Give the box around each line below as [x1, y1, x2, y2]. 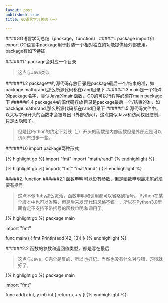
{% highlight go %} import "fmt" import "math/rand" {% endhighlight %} [5, 156, 155, 162]
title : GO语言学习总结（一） [5, 17, 59, 22]
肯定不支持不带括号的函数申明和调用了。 [22, 205, 106, 211]
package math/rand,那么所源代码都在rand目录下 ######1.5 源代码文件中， [5, 105, 161, 111]
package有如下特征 [5, 48, 45, 54]
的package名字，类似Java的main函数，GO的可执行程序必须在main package [5, 93, 162, 99]
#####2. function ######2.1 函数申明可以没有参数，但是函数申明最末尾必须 [5, 176, 163, 182]
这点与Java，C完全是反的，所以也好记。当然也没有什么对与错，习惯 [17, 256, 159, 262]
